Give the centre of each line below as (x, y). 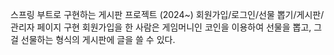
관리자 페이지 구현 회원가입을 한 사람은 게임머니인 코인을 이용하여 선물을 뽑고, (161, 27)
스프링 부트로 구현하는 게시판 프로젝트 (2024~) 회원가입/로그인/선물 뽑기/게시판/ (167, 14)
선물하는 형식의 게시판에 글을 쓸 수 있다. (98, 39)
